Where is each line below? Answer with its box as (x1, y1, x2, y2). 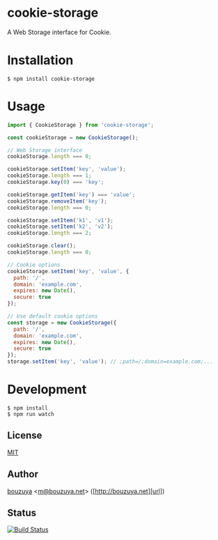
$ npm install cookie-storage (7, 75, 95, 82)
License (7, 430, 42, 442)
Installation (7, 52, 74, 68)
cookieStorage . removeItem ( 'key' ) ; (7, 197, 108, 205)
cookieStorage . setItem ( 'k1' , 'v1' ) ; (7, 217, 114, 224)
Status (7, 507, 37, 519)
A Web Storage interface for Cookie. (7, 28, 111, 36)
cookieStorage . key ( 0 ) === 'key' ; (7, 179, 104, 186)
